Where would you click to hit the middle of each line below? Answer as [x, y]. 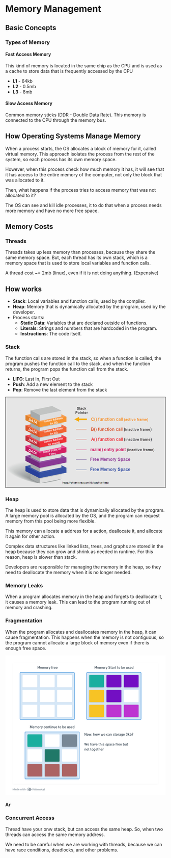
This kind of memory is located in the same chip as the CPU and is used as [84, 66]
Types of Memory [27, 42]
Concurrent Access [30, 818]
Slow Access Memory [29, 103]
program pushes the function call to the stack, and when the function [78, 363]
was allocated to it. [25, 180]
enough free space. [26, 648]
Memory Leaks [24, 586]
